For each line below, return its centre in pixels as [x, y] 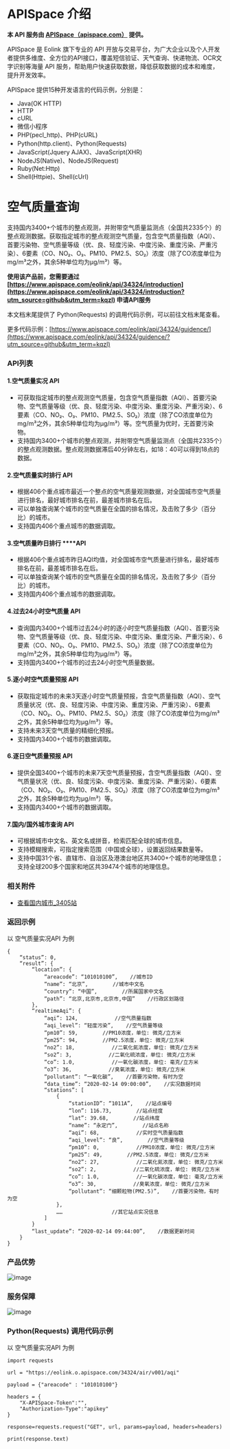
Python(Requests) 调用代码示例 [60, 1331]
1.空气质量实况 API [33, 381]
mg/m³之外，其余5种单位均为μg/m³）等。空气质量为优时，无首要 [109, 423]
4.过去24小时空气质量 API [44, 611]
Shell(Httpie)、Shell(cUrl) [53, 176]
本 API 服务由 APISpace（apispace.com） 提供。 [77, 34]
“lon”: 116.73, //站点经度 [116, 1111]
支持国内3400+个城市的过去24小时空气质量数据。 [88, 662]
